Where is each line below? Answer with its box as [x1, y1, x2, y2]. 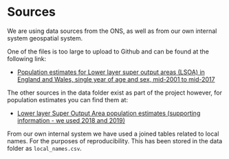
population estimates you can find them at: [7, 95, 129, 103]
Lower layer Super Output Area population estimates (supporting [17, 109, 201, 117]
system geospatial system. [7, 34, 83, 42]
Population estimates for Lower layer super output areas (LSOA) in [17, 68, 205, 76]
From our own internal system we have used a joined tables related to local [7, 130, 219, 138]
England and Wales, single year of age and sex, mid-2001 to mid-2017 [17, 75, 215, 83]
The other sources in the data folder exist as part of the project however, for [7, 88, 222, 97]
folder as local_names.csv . [7, 144, 83, 152]
